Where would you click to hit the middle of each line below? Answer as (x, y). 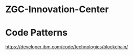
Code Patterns (37, 33)
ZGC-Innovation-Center (57, 9)
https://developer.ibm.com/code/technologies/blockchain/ (67, 47)
